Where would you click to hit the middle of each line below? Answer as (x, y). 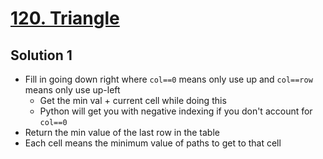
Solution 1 (41, 55)
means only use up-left (72, 90)
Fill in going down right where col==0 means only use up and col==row (168, 79)
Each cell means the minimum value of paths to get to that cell (153, 143)
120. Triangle (65, 18)
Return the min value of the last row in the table (122, 132)
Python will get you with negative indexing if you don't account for (176, 111)
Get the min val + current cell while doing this (133, 100)
